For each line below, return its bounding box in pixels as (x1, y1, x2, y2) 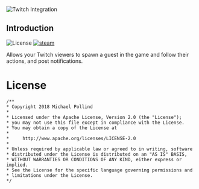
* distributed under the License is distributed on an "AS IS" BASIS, (6, 151, 188, 157)
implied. (6, 162, 28, 168)
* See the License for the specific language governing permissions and (6, 167, 193, 173)
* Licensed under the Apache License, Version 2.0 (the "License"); (6, 114, 182, 120)
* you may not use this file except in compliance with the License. (6, 120, 185, 126)
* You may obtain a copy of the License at (6, 124, 118, 131)
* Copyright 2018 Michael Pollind (6, 103, 93, 110)
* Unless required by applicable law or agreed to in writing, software (6, 146, 193, 152)
